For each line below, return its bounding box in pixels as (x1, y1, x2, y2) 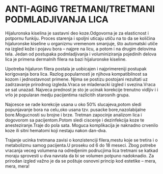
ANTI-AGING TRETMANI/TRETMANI (5, 3, 155, 15)
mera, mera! (5, 163, 30, 169)
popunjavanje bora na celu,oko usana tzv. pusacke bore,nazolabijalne (5, 107, 146, 113)
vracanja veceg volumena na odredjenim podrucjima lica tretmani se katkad (5, 147, 158, 153)
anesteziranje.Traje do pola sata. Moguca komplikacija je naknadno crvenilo (5, 122, 159, 128)
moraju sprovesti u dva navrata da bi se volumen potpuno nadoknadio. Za (5, 152, 154, 158)
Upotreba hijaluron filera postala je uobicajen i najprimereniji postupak (5, 65, 147, 72)
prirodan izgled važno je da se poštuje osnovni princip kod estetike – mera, (5, 158, 157, 164)
